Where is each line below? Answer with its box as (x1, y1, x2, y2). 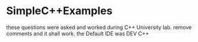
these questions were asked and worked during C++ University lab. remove (6, 24, 192, 31)
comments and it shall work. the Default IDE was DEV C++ (6, 30, 149, 37)
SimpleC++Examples (6, 4, 113, 18)
